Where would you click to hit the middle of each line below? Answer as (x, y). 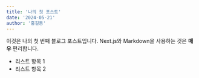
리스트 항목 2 (31, 69)
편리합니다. (26, 48)
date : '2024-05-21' (31, 18)
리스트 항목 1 (30, 62)
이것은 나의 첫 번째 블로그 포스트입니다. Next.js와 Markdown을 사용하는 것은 (96, 41)
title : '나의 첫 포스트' (34, 12)
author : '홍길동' (26, 23)
